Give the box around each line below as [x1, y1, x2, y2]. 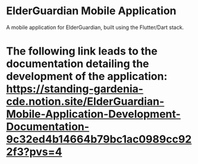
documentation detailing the [6, 57, 150, 70]
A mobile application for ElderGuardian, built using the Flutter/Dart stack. [6, 24, 184, 31]
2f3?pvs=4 [6, 145, 62, 159]
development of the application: [6, 70, 168, 83]
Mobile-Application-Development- [6, 108, 181, 121]
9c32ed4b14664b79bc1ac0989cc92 [6, 133, 192, 146]
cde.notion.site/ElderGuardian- [6, 95, 165, 108]
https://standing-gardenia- [6, 82, 144, 96]
